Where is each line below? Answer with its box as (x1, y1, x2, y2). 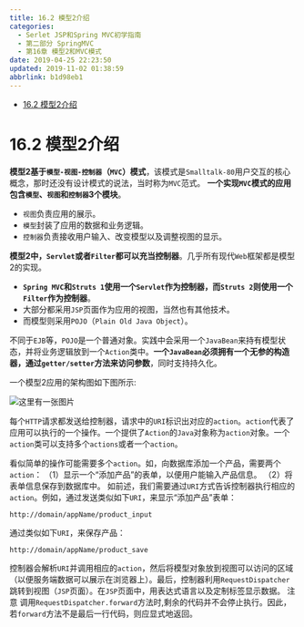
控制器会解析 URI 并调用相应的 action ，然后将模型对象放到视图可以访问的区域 (9, 562, 294, 573)
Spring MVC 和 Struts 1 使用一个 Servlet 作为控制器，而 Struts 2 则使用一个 (22, 281, 294, 292)
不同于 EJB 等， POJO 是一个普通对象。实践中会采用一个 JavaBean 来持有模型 (9, 334, 279, 345)
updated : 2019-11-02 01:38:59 (9, 65, 125, 74)
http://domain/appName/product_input (9, 509, 153, 519)
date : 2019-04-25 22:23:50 (9, 56, 112, 65)
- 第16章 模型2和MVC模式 (17, 47, 103, 57)
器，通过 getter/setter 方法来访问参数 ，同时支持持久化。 (9, 357, 223, 368)
